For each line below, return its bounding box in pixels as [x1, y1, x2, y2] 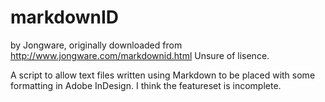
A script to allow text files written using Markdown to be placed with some [10, 69, 316, 81]
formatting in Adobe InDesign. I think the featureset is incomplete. [10, 79, 282, 91]
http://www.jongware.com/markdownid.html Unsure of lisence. [10, 49, 270, 61]
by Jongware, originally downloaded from [10, 39, 183, 51]
